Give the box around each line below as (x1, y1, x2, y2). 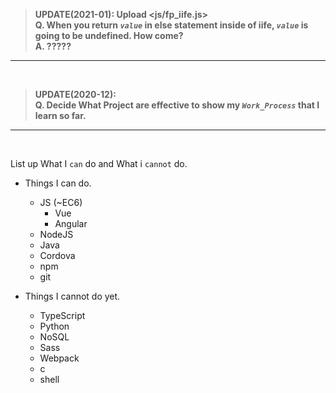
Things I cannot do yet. (24, 290, 121, 302)
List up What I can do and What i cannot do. (10, 158, 188, 169)
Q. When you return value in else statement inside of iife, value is (34, 19, 309, 31)
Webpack (39, 352, 80, 364)
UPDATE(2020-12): (34, 89, 117, 100)
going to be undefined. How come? (34, 30, 184, 41)
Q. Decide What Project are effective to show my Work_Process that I (34, 99, 320, 111)
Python (39, 320, 70, 332)
